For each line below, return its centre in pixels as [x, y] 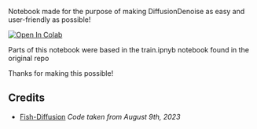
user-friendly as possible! [50, 20]
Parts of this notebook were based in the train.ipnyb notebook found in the [129, 50]
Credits [27, 98]
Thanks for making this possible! [61, 73]
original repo [29, 58]
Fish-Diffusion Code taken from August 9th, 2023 [100, 116]
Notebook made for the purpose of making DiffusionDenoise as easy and [127, 11]
